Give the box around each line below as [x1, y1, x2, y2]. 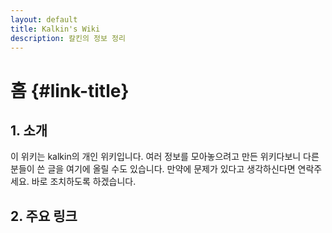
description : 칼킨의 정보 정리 [10, 33, 126, 43]
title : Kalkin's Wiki [10, 24, 101, 34]
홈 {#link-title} [10, 79, 130, 102]
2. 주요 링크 [10, 207, 78, 225]
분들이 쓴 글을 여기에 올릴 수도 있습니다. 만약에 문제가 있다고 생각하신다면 [10, 163, 296, 175]
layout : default [10, 14, 78, 25]
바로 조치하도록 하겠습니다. [31, 176, 137, 188]
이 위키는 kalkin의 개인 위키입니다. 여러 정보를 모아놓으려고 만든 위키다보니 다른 [10, 151, 320, 163]
